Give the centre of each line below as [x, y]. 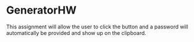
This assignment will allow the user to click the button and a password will [97, 27]
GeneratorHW [41, 10]
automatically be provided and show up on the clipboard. [76, 33]
